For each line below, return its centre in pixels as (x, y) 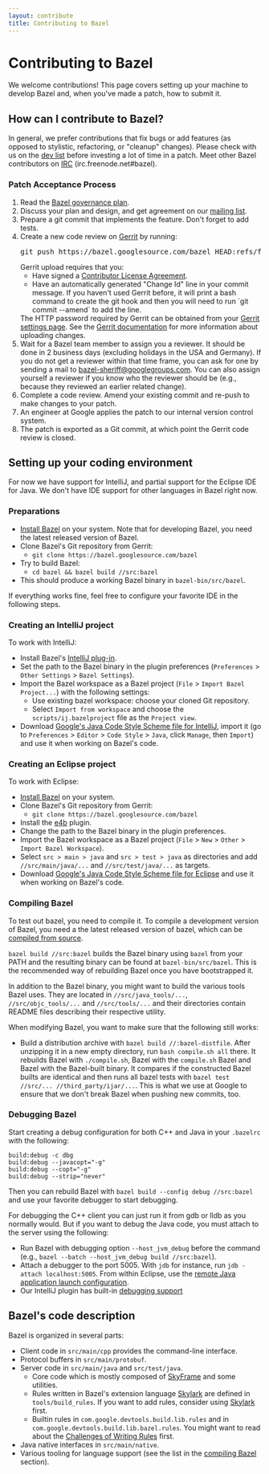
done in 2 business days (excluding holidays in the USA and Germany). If (141, 352)
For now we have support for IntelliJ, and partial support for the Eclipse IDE (132, 482)
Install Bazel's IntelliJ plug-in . (68, 658)
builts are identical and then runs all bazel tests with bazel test (125, 1077)
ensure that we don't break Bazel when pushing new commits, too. (130, 1093)
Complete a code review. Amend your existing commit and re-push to (135, 395)
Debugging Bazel (43, 1114)
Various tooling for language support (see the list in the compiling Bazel (138, 1453)
